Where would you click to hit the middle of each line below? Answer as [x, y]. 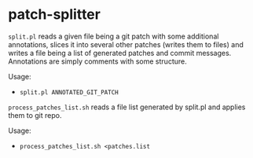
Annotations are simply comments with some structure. [97, 61]
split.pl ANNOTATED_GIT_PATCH [69, 92]
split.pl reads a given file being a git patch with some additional [114, 36]
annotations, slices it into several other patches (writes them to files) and [126, 44]
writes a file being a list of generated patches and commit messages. [120, 53]
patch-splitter [54, 15]
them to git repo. [35, 115]
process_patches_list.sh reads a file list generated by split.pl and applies [127, 107]
